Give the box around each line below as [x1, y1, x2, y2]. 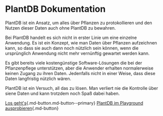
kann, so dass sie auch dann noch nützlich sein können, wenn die [5, 45, 139, 51]
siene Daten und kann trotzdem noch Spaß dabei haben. [5, 90, 120, 96]
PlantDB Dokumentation [5, 3, 106, 15]
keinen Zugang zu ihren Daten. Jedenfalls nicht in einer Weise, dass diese [5, 70, 156, 76]
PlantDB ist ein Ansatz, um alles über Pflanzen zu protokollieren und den [5, 20, 152, 26]
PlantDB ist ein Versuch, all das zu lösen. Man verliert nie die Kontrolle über [5, 85, 158, 91]
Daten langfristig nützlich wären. [5, 76, 72, 81]
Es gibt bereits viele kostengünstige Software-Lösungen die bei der [5, 60, 142, 66]
